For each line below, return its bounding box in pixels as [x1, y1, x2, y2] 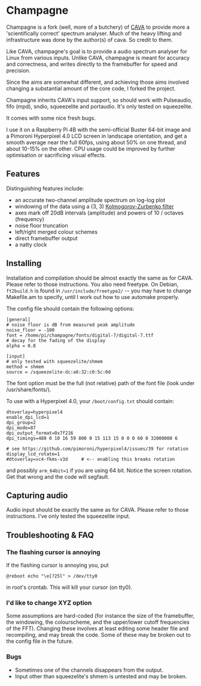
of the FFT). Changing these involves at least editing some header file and [6, 625, 189, 632]
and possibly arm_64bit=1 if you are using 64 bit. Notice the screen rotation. [6, 467, 193, 474]
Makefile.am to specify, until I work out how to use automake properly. [6, 293, 179, 300]
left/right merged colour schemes [14, 228, 98, 235]
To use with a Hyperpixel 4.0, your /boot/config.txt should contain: [6, 397, 175, 404]
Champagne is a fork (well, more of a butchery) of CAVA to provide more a [6, 23, 190, 31]
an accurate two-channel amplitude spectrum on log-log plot [14, 196, 166, 204]
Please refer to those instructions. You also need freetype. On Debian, [6, 280, 179, 288]
